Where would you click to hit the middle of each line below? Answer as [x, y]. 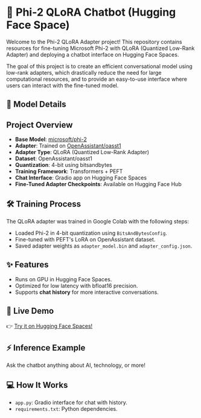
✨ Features [27, 265]
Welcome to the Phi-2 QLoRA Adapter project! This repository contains [94, 42]
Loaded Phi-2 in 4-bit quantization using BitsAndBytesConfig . [91, 233]
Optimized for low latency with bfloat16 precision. [76, 285]
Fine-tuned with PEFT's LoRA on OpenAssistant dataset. [85, 239]
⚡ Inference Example [46, 348]
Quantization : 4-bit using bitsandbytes [64, 165]
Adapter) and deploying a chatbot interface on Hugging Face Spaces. [93, 54]
